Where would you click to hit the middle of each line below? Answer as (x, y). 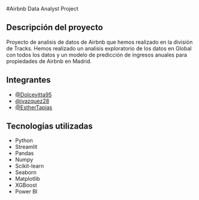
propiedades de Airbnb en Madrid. (49, 61)
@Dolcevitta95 (33, 94)
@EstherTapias (33, 107)
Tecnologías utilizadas (49, 126)
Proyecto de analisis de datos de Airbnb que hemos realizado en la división (99, 42)
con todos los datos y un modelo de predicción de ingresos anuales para (97, 55)
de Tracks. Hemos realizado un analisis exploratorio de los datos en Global (99, 48)
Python (24, 141)
